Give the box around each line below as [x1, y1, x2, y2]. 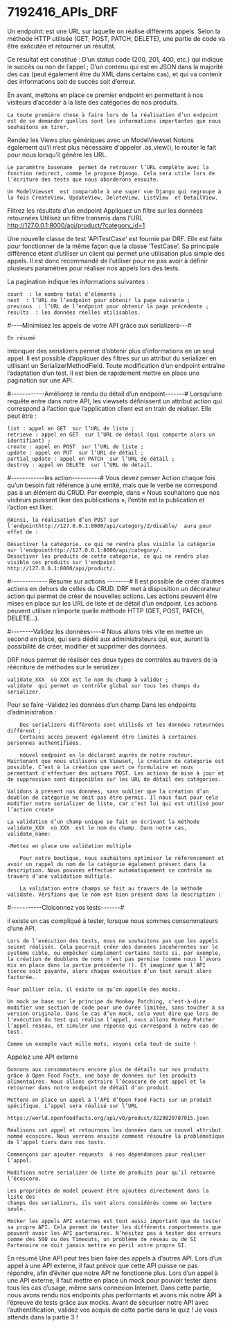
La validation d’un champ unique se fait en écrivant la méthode [7, 818, 199, 825]
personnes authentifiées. [7, 739, 82, 746]
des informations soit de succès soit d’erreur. [7, 77, 136, 85]
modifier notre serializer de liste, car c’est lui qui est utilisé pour [7, 800, 225, 807]
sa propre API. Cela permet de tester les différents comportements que [7, 1224, 222, 1231]
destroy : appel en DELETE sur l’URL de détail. [7, 462, 154, 468]
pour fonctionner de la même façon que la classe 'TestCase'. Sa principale [7, 242, 220, 250]
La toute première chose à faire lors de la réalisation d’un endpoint [7, 112, 218, 118]
